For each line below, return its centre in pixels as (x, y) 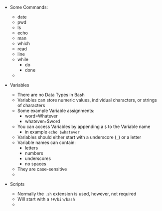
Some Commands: (29, 7)
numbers (34, 153)
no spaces (35, 164)
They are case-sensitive (42, 169)
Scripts (17, 184)
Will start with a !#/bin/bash (46, 199)
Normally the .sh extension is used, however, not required (77, 194)
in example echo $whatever (52, 132)
